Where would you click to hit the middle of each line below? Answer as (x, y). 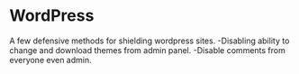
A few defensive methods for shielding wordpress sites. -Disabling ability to (149, 41)
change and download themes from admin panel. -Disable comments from (147, 50)
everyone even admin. (50, 60)
